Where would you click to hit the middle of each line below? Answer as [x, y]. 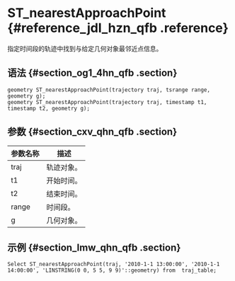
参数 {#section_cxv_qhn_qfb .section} [92, 132]
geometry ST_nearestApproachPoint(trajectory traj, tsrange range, [109, 90]
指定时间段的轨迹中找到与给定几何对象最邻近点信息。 [85, 48]
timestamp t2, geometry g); [49, 108]
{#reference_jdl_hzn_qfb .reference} [118, 28]
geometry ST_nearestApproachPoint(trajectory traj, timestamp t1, [107, 102]
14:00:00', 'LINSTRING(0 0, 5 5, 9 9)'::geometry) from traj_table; [112, 270]
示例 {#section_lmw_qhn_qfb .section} [94, 247]
